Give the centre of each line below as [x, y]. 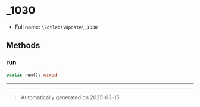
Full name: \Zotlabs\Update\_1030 [56, 27]
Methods [23, 45]
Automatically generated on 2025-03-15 [70, 97]
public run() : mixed [32, 75]
